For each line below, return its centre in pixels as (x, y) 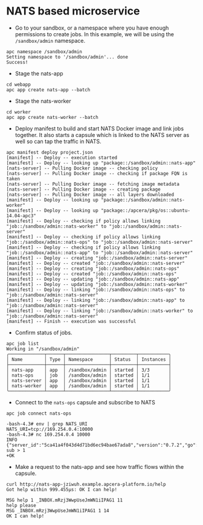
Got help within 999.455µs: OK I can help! (62, 489)
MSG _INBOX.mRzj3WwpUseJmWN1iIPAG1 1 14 (58, 511)
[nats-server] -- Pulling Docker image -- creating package (84, 189)
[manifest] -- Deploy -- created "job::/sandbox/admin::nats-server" (96, 263)
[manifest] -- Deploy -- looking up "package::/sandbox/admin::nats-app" (101, 163)
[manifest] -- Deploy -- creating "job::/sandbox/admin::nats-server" (97, 258)
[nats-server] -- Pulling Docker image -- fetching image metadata (93, 184)
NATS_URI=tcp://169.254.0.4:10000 (50, 429)
